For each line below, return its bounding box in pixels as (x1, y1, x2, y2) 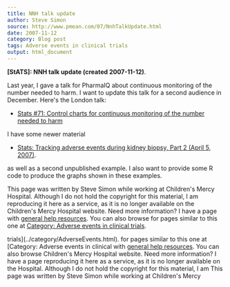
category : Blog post (7, 36, 67, 43)
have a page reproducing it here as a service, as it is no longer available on (7, 257, 220, 265)
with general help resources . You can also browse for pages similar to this (7, 214, 218, 222)
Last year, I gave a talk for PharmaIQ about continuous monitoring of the (7, 81, 213, 89)
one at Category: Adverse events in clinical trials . (7, 221, 147, 230)
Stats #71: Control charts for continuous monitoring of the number (17, 109, 205, 118)
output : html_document (7, 49, 73, 56)
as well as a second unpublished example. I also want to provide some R (7, 164, 213, 172)
